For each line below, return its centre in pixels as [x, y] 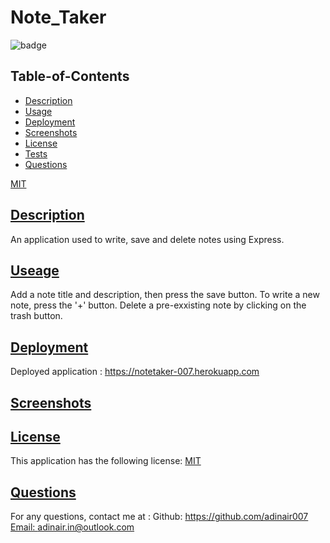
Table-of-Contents [70, 76]
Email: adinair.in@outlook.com [72, 527]
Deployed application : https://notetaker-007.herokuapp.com [135, 372]
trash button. [36, 316]
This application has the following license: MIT [106, 461]
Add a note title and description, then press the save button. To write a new [165, 295]
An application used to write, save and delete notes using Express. [147, 239]
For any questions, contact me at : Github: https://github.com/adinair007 [159, 517]
